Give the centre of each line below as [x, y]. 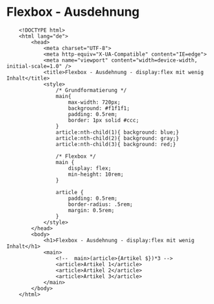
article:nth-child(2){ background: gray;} [117, 138]
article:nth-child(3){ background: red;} [116, 144]
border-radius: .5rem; [100, 204]
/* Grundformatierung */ [91, 90]
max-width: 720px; [94, 102]
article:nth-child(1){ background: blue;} [117, 132]
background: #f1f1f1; [99, 108]
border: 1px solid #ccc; [103, 120]
